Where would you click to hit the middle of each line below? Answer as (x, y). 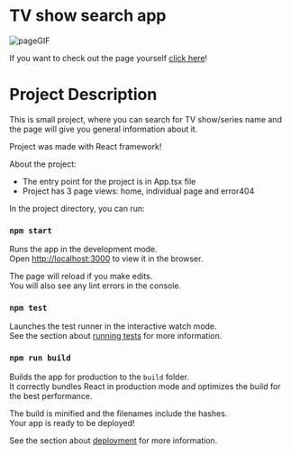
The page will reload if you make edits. (81, 277)
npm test (28, 308)
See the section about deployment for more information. (114, 440)
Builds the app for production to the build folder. (100, 377)
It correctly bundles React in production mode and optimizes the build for (145, 386)
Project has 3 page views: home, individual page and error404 (138, 191)
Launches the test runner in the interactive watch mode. (114, 326)
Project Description (83, 95)
